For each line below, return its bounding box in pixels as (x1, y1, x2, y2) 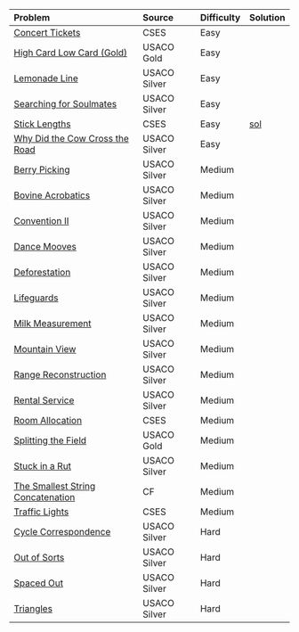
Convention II (13, 215, 69, 226)
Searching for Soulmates (13, 98, 117, 110)
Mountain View (13, 343, 77, 355)
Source (141, 12, 174, 23)
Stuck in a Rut (13, 460, 72, 472)
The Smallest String (13, 480, 96, 492)
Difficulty (199, 12, 241, 23)
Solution (248, 12, 286, 23)
